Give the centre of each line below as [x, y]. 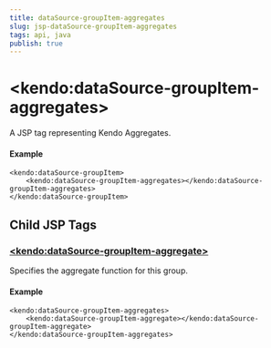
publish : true [36, 43]
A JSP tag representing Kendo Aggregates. [90, 133]
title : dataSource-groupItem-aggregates [88, 18]
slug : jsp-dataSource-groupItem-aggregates [94, 26]
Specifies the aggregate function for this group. [99, 271]
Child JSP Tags [53, 225]
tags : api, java [40, 35]
